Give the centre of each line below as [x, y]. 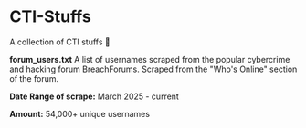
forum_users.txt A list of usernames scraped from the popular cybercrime [150, 59]
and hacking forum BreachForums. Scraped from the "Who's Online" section [153, 69]
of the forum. [34, 78]
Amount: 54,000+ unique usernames [80, 113]
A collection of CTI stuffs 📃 [60, 42]
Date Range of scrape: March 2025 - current [95, 96]
